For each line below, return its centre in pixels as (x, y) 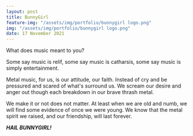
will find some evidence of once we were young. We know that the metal (94, 110)
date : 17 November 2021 (35, 34)
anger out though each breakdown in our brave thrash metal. (80, 92)
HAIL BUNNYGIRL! (29, 128)
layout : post (22, 12)
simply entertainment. (32, 68)
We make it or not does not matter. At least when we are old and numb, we (97, 103)
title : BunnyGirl (27, 17)
